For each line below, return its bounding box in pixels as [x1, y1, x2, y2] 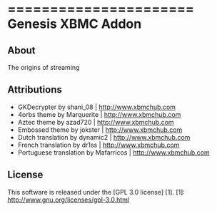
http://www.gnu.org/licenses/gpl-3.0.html [7, 195, 130, 204]
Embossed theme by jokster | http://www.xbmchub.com [17, 125, 183, 134]
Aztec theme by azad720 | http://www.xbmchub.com [17, 118, 174, 126]
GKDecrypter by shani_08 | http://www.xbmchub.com [17, 103, 176, 111]
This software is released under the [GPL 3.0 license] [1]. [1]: [7, 187, 186, 196]
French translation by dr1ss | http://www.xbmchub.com [17, 140, 180, 149]
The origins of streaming [7, 63, 80, 71]
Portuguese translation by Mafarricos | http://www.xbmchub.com [17, 148, 210, 157]
